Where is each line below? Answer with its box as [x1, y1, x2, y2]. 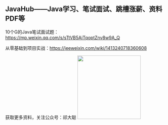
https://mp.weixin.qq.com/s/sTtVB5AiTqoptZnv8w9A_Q [5, 35, 120, 41]
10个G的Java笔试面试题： [5, 28, 59, 35]
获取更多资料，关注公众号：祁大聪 [5, 114, 76, 120]
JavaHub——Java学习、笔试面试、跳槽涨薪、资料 [5, 5, 163, 14]
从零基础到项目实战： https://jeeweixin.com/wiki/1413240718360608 [5, 45, 147, 51]
